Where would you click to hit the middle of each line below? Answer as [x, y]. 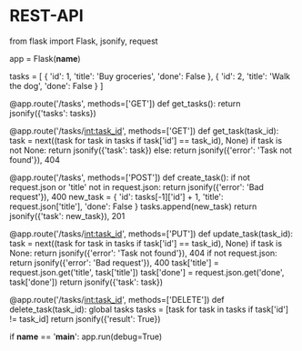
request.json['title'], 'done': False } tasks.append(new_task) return [133, 206]
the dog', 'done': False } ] [56, 85]
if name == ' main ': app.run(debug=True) [86, 336]
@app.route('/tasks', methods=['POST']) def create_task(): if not [130, 177]
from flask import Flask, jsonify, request [84, 41]
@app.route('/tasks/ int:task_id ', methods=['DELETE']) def [117, 299]
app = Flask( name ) [45, 58]
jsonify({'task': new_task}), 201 [67, 216]
